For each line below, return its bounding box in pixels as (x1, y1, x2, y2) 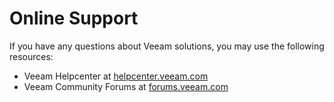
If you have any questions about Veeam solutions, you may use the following (9, 40, 325, 52)
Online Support (9, 7, 139, 30)
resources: (9, 50, 54, 62)
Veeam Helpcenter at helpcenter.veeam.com (23, 70, 209, 82)
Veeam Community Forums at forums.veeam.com (23, 80, 229, 92)
